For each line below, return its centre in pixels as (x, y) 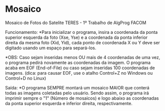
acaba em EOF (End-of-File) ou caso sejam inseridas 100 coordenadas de (80, 68)
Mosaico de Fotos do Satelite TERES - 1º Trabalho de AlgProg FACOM (76, 23)
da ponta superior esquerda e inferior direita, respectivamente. (69, 103)
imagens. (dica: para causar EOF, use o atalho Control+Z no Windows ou (79, 73)
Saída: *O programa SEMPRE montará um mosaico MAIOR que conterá (77, 87)
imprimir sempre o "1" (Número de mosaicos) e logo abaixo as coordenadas (82, 98)
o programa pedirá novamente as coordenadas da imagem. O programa (78, 62)
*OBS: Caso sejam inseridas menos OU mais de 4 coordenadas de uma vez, (83, 57)
